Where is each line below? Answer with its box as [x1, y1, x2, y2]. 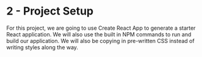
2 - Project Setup [6, 4, 94, 18]
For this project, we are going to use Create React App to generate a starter [6, 24, 196, 32]
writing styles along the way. [6, 44, 78, 51]
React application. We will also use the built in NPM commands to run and [6, 30, 192, 38]
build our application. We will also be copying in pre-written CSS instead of [6, 37, 195, 44]
